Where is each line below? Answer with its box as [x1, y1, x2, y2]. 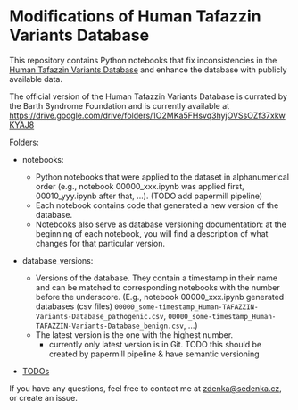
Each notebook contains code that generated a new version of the [35, 199, 279, 211]
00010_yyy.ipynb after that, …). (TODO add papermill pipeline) [35, 190, 263, 201]
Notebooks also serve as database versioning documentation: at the [35, 219, 287, 230]
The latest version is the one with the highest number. [35, 329, 234, 340]
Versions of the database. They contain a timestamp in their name [35, 272, 278, 283]
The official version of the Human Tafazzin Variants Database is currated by [9, 91, 288, 102]
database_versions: [21, 255, 94, 265]
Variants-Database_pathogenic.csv [35, 312, 164, 321]
